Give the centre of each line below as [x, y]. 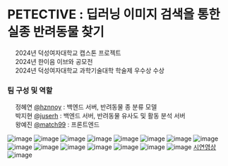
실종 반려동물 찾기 [56, 32]
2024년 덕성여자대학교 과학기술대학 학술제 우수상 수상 [90, 70]
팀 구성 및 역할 [30, 90]
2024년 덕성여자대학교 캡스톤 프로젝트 [68, 53]
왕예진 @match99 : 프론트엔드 [58, 124]
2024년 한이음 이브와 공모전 [54, 61]
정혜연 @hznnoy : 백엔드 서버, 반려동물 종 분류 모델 [86, 107]
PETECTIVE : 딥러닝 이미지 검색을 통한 [114, 14]
